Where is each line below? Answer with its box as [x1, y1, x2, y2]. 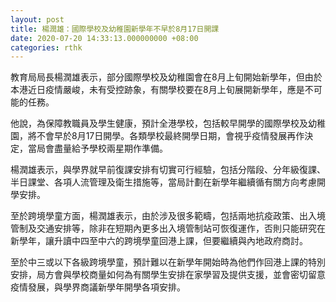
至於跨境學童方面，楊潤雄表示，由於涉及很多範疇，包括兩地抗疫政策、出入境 [10, 210, 326, 222]
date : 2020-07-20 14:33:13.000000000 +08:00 [10, 33, 199, 43]
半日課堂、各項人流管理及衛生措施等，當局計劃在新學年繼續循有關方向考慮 [10, 176, 317, 188]
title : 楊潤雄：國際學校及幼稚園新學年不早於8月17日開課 [10, 24, 220, 34]
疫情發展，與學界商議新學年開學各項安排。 [10, 281, 186, 293]
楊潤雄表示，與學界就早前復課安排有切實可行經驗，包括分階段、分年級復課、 [10, 164, 326, 176]
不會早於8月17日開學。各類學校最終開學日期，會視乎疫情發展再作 [36, 130, 305, 142]
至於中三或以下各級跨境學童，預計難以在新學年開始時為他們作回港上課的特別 [10, 256, 326, 268]
